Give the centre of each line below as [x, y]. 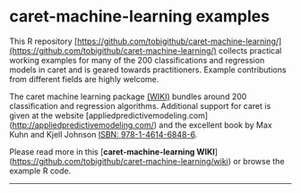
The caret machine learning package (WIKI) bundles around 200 [128, 96]
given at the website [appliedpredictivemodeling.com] [109, 115]
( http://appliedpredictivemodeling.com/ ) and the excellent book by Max [141, 125]
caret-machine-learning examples [140, 17]
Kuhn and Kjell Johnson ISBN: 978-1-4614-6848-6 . [103, 134]
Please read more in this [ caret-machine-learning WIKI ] [113, 151]
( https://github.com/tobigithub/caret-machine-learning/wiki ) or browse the [147, 161]
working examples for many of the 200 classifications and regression [137, 60]
